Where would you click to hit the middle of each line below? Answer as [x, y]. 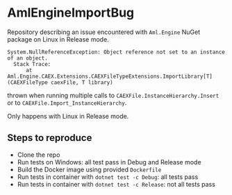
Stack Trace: [32, 64]
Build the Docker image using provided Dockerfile [89, 169]
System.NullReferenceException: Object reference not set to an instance [116, 52]
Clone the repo [39, 155]
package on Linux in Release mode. [58, 39]
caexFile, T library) [82, 82]
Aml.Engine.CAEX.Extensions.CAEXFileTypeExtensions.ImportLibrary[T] [110, 76]
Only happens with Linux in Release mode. [68, 116]
